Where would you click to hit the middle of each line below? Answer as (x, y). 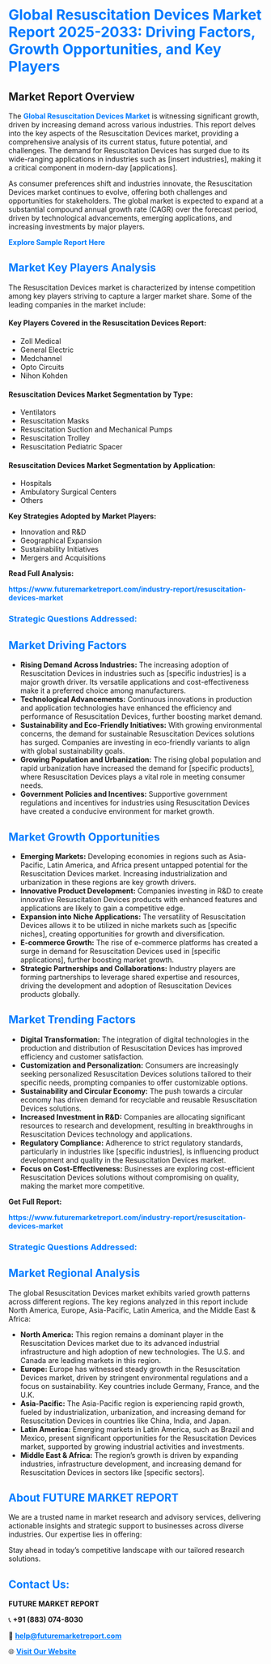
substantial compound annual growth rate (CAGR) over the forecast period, (133, 209)
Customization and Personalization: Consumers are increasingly (129, 1065)
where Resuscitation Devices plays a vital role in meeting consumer (132, 777)
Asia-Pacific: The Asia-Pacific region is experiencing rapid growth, (132, 1403)
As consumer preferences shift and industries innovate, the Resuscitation (131, 183)
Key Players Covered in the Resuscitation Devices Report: (108, 323)
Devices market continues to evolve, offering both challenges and (118, 192)
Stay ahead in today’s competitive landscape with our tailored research (127, 1550)
